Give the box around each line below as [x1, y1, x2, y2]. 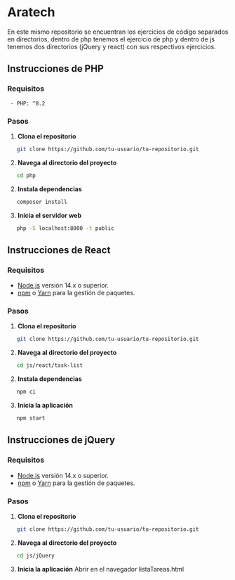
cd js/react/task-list [16, 362, 83, 369]
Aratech [7, 4, 55, 20]
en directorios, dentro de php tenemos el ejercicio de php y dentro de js [7, 34, 215, 43]
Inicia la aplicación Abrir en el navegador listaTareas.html [17, 565, 184, 573]
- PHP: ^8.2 [10, 100, 46, 107]
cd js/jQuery [16, 552, 55, 559]
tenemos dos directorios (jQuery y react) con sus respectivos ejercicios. [7, 42, 216, 51]
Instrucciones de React [7, 244, 111, 256]
